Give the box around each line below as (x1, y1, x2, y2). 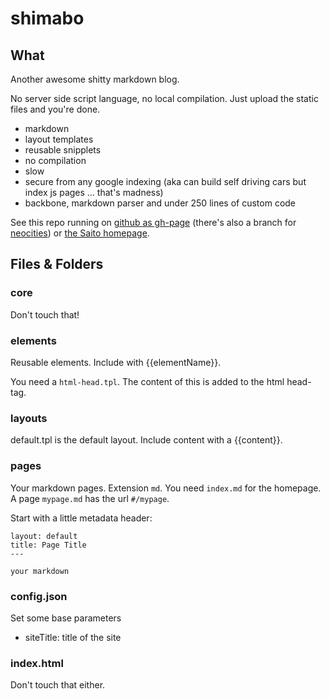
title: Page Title (10, 540, 87, 550)
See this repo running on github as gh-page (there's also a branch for (10, 217, 297, 228)
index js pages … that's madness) (24, 187, 164, 198)
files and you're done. (10, 103, 101, 115)
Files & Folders (10, 256, 104, 273)
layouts (10, 411, 48, 425)
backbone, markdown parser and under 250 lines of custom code (24, 197, 297, 209)
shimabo (10, 7, 85, 30)
